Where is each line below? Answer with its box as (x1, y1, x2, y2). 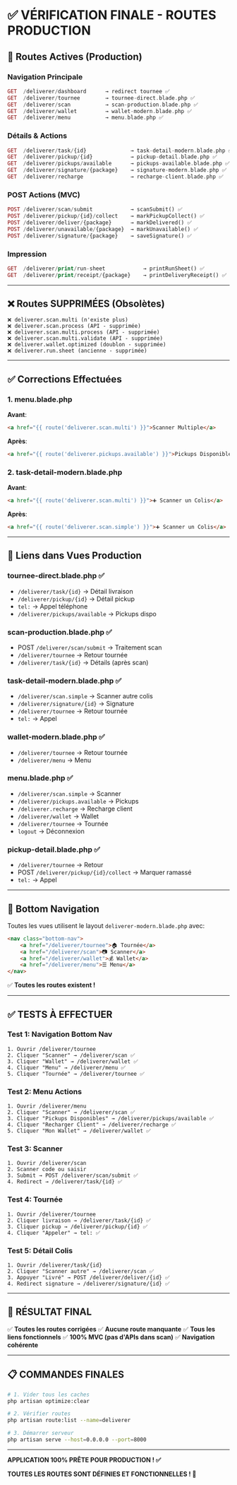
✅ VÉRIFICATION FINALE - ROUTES (7, 7, 217, 23)
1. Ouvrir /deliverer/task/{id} (7, 1262, 102, 1269)
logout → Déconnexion (17, 827, 85, 835)
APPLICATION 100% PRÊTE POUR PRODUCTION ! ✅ (7, 1455, 162, 1464)
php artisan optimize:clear (7, 1397, 90, 1404)
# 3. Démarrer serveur (7, 1430, 74, 1437)
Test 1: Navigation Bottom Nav (7, 1029, 113, 1039)
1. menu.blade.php (7, 394, 73, 404)
